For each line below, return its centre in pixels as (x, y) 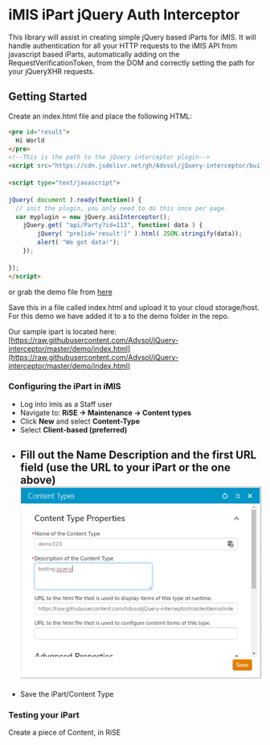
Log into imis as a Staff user (66, 404)
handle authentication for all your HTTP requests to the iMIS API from (123, 45)
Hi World (30, 140)
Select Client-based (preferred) (74, 429)
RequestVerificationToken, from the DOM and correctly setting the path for (132, 63)
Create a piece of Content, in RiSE (65, 733)
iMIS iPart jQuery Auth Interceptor (124, 15)
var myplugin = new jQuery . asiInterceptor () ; (93, 217)
